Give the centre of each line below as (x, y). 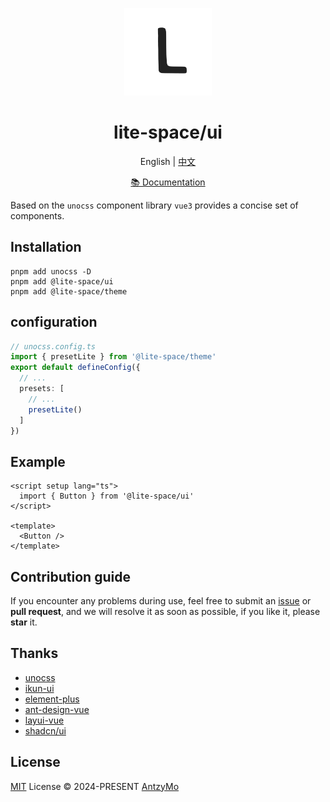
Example (38, 461)
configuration (54, 322)
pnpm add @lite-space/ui (62, 281)
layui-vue (44, 720)
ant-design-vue (57, 709)
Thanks (34, 653)
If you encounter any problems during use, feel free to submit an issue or (161, 601)
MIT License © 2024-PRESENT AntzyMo (95, 786)
